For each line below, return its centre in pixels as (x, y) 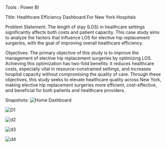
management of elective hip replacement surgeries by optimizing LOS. (79, 58)
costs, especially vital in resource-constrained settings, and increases (78, 69)
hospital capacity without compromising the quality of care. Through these (83, 74)
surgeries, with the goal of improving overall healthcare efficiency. (74, 43)
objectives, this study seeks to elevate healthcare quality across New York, (84, 80)
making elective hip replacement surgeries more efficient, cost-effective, (81, 85)
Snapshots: (17, 100)
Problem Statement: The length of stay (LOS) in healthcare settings (75, 27)
